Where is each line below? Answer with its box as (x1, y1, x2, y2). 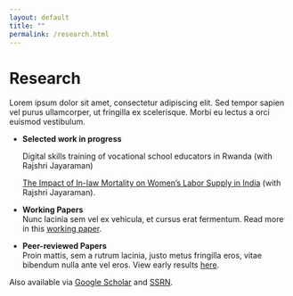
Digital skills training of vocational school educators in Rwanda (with (21, 151, 273, 161)
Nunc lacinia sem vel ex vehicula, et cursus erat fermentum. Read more (21, 214, 284, 225)
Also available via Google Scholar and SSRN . (9, 277, 174, 288)
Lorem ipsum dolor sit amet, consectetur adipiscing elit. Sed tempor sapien (9, 97, 285, 108)
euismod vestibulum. (9, 117, 86, 127)
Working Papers (21, 204, 84, 215)
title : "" (9, 21, 46, 30)
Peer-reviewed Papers (21, 241, 107, 251)
